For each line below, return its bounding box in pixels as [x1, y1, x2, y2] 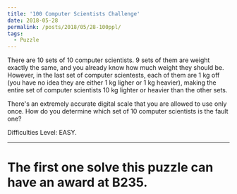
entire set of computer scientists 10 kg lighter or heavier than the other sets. [7, 86, 228, 95]
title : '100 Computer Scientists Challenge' [7, 10, 140, 18]
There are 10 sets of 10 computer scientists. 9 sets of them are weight [7, 56, 210, 64]
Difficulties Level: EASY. [7, 128, 78, 137]
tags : [7, 30, 23, 37]
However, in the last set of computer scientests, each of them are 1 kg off [7, 71, 220, 80]
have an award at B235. [7, 174, 148, 190]
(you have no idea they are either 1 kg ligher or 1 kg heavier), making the [7, 78, 217, 87]
